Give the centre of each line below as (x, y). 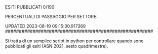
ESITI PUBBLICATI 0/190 (30, 7)
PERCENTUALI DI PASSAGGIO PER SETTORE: (51, 16)
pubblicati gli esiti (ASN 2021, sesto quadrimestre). (57, 46)
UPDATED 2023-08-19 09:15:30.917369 (45, 26)
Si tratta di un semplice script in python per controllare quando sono (75, 41)
